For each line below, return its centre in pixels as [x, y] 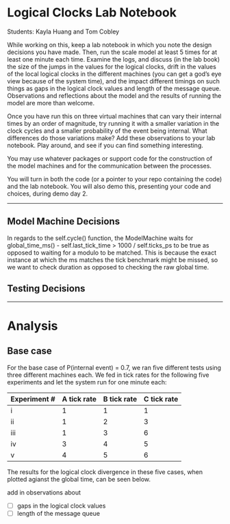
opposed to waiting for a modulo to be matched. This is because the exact [112, 252]
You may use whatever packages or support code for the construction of [110, 158]
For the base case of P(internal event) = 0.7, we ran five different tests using [114, 367]
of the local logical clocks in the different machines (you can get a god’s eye [114, 74]
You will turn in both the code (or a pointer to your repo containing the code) [115, 179]
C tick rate [161, 399]
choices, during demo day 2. [47, 194]
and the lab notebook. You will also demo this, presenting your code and [109, 186]
